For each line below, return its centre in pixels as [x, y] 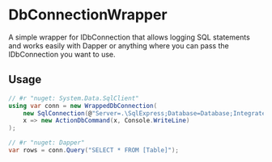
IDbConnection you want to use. [62, 54]
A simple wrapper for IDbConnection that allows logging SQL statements [130, 37]
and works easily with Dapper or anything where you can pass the [119, 45]
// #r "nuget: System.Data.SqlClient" [74, 98]
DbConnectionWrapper [88, 15]
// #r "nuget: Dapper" [47, 143]
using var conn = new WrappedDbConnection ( [83, 106]
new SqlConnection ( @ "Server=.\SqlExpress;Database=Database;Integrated [146, 113]
